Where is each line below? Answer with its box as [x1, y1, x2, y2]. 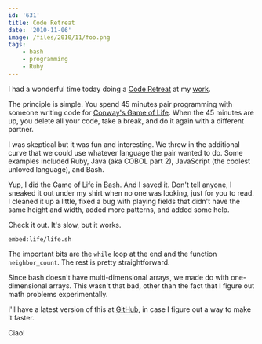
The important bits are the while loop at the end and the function [8, 249, 217, 258]
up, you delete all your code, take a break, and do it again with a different [8, 115, 245, 126]
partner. [8, 124, 34, 134]
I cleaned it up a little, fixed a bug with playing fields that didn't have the [8, 196, 241, 206]
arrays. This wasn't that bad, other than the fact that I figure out [49, 280, 255, 291]
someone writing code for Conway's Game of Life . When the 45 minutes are [8, 108, 255, 117]
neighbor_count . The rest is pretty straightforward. [8, 257, 170, 267]
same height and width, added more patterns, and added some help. [8, 205, 230, 214]
